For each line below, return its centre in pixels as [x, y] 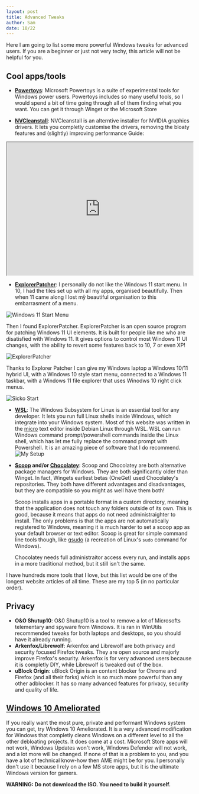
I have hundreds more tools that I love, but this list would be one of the [92, 575]
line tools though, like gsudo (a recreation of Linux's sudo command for [101, 540]
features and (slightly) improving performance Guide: [79, 133]
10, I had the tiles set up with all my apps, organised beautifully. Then [99, 291]
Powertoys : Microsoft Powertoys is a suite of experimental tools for [97, 91]
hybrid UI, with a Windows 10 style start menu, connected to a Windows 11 [97, 375]
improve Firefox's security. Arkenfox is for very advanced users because [103, 658]
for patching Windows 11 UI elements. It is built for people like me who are [96, 333]
